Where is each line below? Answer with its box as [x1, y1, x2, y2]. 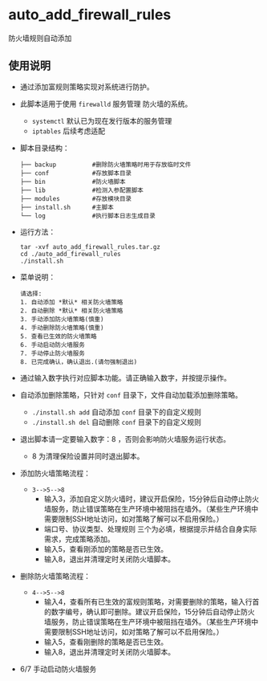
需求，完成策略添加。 [43, 534, 115, 544]
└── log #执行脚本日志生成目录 [19, 211, 156, 220]
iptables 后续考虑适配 [31, 126, 106, 136]
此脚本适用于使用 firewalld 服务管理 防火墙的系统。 [19, 99, 192, 108]
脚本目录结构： [19, 143, 70, 153]
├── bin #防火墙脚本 [19, 177, 126, 186]
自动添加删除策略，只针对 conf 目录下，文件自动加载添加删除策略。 [19, 389, 243, 399]
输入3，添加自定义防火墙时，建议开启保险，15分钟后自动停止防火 [43, 494, 260, 504]
